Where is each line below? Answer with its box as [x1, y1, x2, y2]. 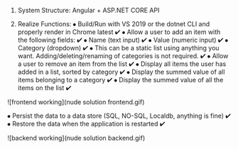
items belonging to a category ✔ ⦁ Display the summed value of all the [17, 76, 224, 84]
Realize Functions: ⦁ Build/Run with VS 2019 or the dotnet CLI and [17, 20, 210, 28]
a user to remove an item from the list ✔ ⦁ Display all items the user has [17, 60, 227, 68]
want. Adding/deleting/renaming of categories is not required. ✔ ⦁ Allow [17, 52, 229, 60]
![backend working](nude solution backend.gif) [7, 134, 146, 142]
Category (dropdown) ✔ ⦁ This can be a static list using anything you [17, 44, 220, 52]
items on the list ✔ [17, 84, 72, 92]
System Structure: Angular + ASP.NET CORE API [17, 6, 160, 14]
